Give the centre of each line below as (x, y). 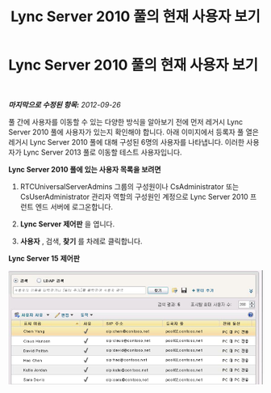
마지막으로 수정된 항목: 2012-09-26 (65, 104)
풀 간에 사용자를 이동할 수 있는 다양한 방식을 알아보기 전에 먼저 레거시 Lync (126, 121)
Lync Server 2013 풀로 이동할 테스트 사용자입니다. (103, 152)
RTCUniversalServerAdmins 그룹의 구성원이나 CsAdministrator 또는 (129, 186)
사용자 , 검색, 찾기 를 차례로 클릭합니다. (81, 241)
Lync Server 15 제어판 (44, 258)
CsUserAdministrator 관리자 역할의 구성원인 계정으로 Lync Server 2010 (134, 196)
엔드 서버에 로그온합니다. (74, 206)
